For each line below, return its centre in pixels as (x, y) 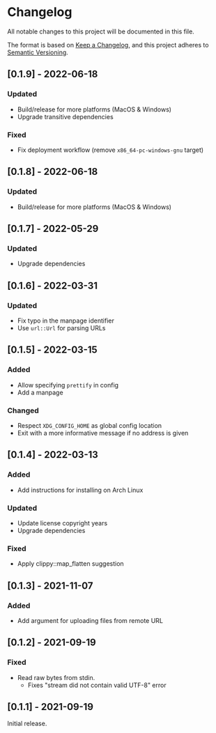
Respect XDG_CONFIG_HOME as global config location (90, 425)
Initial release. (27, 724)
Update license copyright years (62, 523)
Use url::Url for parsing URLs (61, 327)
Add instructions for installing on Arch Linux (80, 490)
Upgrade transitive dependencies (65, 116)
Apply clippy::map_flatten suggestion (70, 564)
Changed (23, 410)
